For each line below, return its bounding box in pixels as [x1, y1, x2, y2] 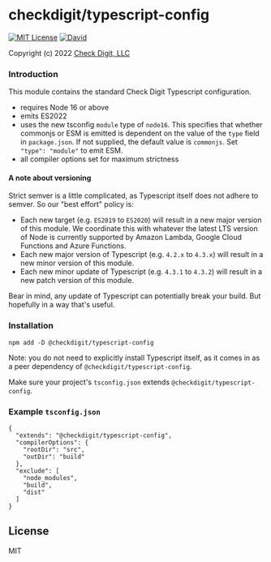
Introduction [8, 68, 58, 79]
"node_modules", [23, 474, 79, 483]
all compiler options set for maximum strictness [19, 154, 179, 164]
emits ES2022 [19, 111, 67, 121]
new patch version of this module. [19, 276, 135, 285]
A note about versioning [8, 173, 92, 182]
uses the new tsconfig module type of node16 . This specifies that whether [19, 120, 263, 130]
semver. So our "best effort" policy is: [8, 199, 134, 209]
